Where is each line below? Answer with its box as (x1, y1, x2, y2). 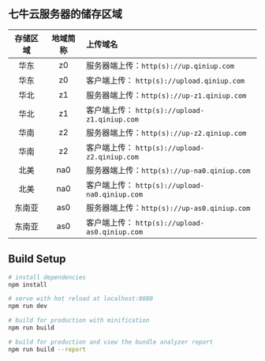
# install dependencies (8, 273, 87, 281)
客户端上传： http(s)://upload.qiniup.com (85, 74, 245, 85)
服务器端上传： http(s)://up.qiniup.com (85, 60, 235, 71)
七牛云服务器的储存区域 (8, 7, 122, 21)
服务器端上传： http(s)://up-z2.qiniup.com (85, 127, 247, 138)
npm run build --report (8, 345, 87, 353)
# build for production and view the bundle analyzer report (8, 338, 214, 346)
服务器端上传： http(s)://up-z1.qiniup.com (85, 89, 247, 100)
